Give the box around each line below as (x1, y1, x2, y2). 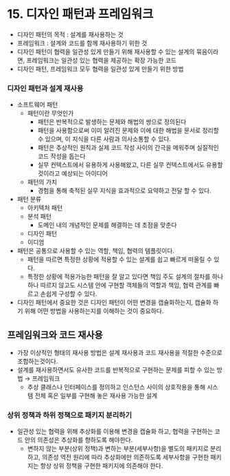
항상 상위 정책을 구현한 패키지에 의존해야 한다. (40, 462, 163, 470)
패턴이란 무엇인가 (27, 109, 74, 118)
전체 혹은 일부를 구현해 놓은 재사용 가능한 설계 (34, 391, 158, 400)
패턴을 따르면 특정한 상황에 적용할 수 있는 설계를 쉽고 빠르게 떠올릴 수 (27, 255, 213, 263)
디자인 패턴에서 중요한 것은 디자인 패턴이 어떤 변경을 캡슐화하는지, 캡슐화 (16, 299, 211, 307)
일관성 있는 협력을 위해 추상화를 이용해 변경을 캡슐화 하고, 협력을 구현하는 (16, 427, 214, 435)
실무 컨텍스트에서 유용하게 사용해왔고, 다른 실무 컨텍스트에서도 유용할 (37, 161, 223, 169)
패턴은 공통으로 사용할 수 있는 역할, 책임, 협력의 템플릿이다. (16, 247, 175, 255)
